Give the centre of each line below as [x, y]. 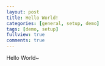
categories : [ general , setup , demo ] [53, 23]
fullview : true [26, 35]
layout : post [23, 12]
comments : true [26, 40]
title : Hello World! [33, 18]
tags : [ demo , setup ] [33, 29]
